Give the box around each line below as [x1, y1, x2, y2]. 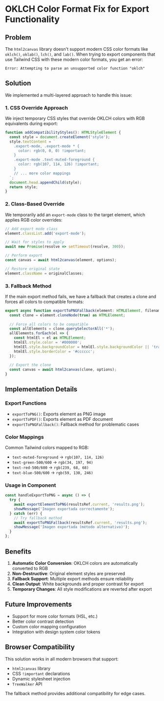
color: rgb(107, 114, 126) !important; [18, 162, 99, 167]
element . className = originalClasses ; [5, 271, 84, 276]
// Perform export [5, 253, 42, 258]
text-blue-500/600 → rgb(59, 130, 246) [12, 470, 94, 475]
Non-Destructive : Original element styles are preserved [12, 570, 125, 577]
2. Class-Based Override [5, 201, 65, 207]
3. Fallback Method [5, 282, 52, 289]
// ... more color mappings [14, 171, 71, 176]
